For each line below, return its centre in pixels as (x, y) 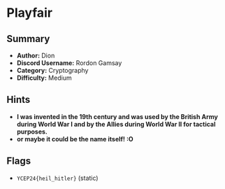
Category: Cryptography (52, 70)
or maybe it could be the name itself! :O (75, 139)
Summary (28, 39)
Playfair (30, 13)
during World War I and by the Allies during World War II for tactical (116, 124)
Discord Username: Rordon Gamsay (69, 63)
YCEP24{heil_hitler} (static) (57, 178)
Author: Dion (36, 55)
